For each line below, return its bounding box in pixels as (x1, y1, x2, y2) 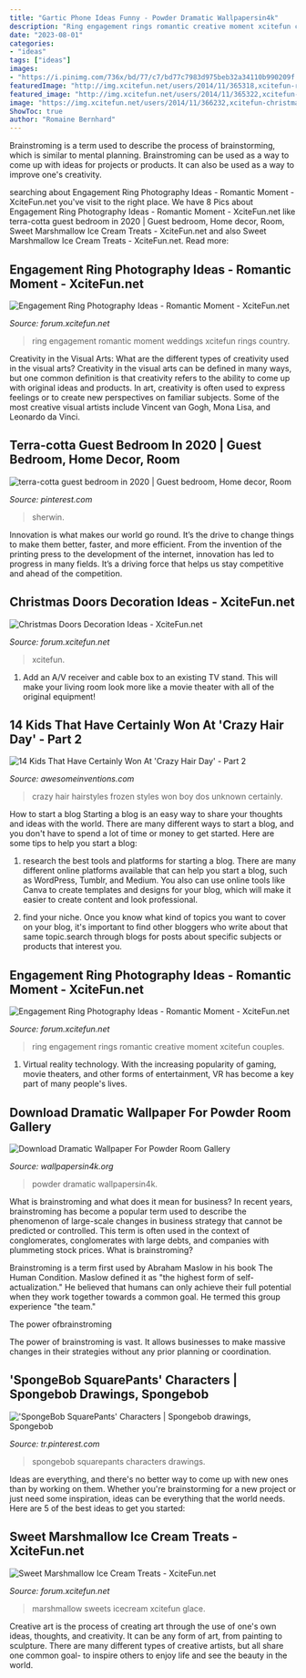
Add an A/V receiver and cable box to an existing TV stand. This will (22, 671, 278, 682)
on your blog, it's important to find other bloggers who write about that (22, 922, 289, 933)
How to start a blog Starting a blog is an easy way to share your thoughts (9, 809, 283, 820)
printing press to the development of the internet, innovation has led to (9, 548, 275, 559)
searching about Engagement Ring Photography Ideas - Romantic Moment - (9, 187, 294, 198)
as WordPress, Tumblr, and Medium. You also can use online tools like (22, 875, 285, 886)
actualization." (9, 1282, 63, 1292)
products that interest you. (22, 941, 123, 952)
